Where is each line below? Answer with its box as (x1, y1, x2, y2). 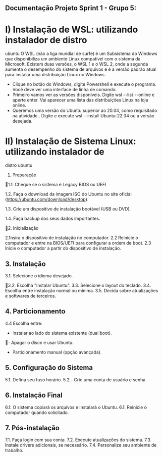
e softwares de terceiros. (5, 293, 56, 299)
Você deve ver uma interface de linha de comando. (12, 87, 117, 93)
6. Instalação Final (5, 391, 63, 400)
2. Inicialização (8, 225, 39, 231)
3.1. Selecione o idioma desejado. (5, 273, 73, 279)
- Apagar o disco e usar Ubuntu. (8, 339, 74, 346)
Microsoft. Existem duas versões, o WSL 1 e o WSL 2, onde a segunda (5, 61, 148, 67)
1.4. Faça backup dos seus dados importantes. (5, 215, 101, 222)
